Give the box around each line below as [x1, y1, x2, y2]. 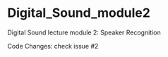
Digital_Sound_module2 [7, 5, 150, 21]
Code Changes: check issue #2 [7, 42, 99, 50]
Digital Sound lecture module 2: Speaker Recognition [7, 28, 161, 37]
